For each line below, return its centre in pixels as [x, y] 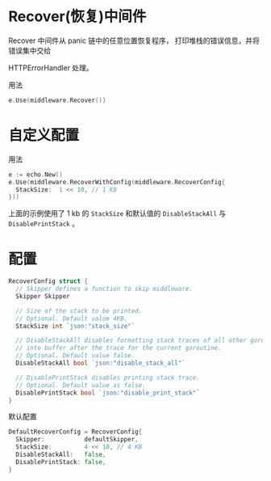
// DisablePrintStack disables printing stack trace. [108, 378]
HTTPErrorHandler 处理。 [51, 68]
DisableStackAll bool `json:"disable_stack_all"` [100, 363]
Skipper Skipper [43, 296]
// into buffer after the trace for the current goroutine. [119, 348]
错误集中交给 [29, 50]
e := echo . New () [35, 175]
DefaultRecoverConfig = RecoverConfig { [75, 432]
